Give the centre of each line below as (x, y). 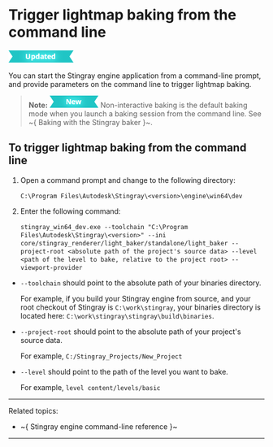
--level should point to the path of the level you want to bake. (124, 371)
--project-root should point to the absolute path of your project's (130, 332)
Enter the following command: (70, 211)
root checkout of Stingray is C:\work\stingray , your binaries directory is (141, 307)
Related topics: (33, 410)
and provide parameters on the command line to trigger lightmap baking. (130, 84)
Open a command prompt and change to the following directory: (128, 180)
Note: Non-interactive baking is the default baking (138, 105)
